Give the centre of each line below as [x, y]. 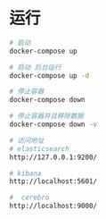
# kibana [25, 173]
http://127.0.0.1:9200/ [53, 157]
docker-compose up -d [49, 76]
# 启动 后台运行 [35, 67]
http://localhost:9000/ [53, 206]
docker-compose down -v [53, 125]
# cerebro [29, 198]
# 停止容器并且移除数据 [47, 116]
